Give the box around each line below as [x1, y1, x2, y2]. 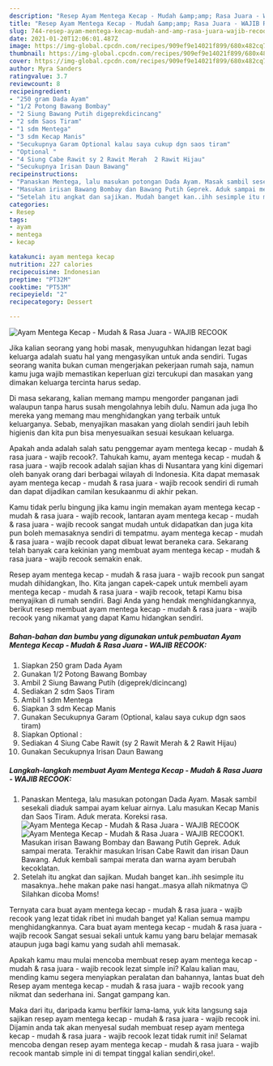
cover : [9, 58, 32, 66]
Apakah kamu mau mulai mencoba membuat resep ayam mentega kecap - [9, 955, 258, 965]
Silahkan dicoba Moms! [20, 889, 100, 899]
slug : [9, 27, 28, 35]
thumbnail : [9, 49, 46, 58]
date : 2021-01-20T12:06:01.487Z [9, 34, 118, 43]
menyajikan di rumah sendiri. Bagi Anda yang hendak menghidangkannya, [9, 595, 257, 605]
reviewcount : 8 [9, 80, 61, 88]
